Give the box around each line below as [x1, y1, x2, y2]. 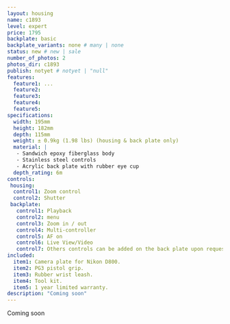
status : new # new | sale [7, 49, 81, 55]
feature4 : [13, 99, 41, 106]
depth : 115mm [13, 131, 51, 138]
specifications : [7, 112, 53, 119]
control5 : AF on [16, 233, 63, 240]
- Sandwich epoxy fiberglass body [16, 150, 115, 158]
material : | [13, 144, 48, 151]
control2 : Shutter [13, 195, 66, 202]
